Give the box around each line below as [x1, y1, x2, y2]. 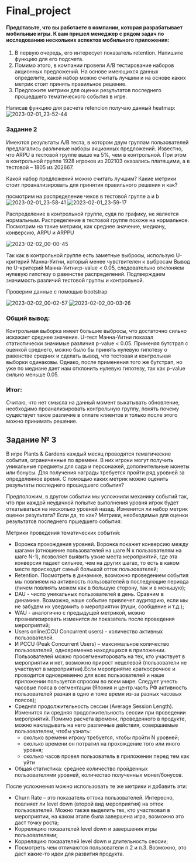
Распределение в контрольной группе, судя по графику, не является [6, 210, 179, 217]
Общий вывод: [6, 314, 50, 322]
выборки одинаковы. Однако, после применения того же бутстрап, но [6, 358, 183, 365]
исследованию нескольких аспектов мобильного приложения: [6, 36, 170, 43]
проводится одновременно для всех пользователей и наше [14, 672, 165, 679]
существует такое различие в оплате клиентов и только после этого [6, 412, 178, 419]
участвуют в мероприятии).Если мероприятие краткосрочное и [14, 665, 176, 673]
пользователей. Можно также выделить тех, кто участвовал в [14, 807, 171, 814]
